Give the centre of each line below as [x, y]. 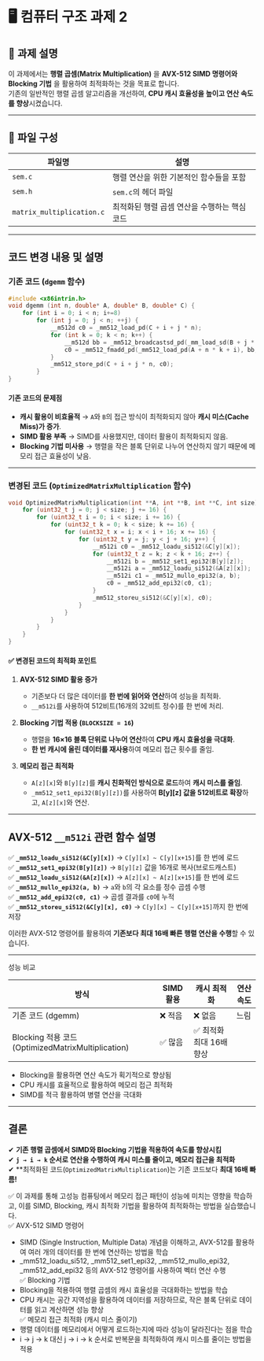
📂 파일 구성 [33, 138]
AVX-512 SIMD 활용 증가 [59, 679]
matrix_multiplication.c [59, 212]
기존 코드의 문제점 [35, 398]
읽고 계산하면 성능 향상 [69, 1309]
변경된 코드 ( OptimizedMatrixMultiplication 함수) [100, 486]
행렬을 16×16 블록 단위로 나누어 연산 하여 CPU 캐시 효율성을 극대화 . [133, 740]
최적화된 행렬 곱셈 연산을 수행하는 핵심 [179, 206]
